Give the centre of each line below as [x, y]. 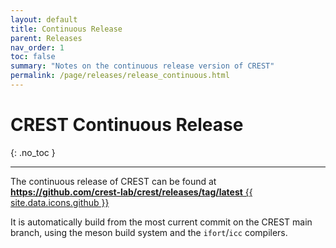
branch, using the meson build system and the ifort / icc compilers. [149, 232]
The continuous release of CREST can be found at [113, 181]
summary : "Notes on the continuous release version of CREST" [142, 66]
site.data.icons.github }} [60, 202]
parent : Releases [46, 38]
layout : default [44, 19]
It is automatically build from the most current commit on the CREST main [161, 222]
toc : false [33, 57]
